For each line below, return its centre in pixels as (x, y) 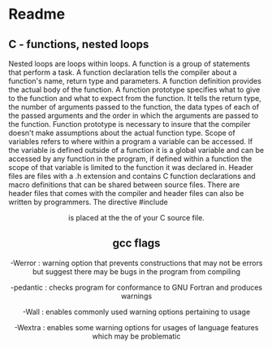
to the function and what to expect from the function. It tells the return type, (135, 98)
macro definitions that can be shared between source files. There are (124, 185)
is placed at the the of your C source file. (136, 218)
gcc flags (136, 244)
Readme (37, 14)
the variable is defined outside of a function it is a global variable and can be (136, 150)
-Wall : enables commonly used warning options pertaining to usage (136, 312)
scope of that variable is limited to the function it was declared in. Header (131, 167)
